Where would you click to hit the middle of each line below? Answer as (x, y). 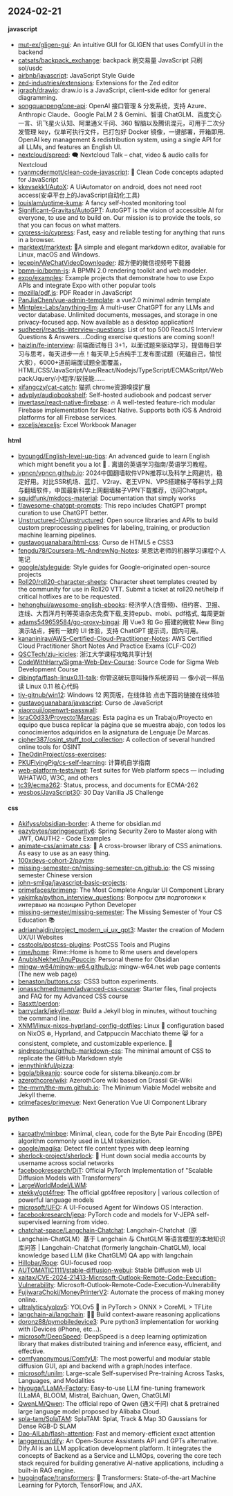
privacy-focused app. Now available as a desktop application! (106, 322)
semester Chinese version (55, 875)
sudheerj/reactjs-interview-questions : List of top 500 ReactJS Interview (120, 329)
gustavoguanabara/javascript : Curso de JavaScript (90, 703)
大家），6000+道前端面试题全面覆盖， (72, 362)
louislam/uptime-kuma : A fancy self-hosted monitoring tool (102, 203)
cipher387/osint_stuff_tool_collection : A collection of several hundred (116, 739)
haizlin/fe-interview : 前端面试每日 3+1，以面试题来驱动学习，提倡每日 (117, 345)
